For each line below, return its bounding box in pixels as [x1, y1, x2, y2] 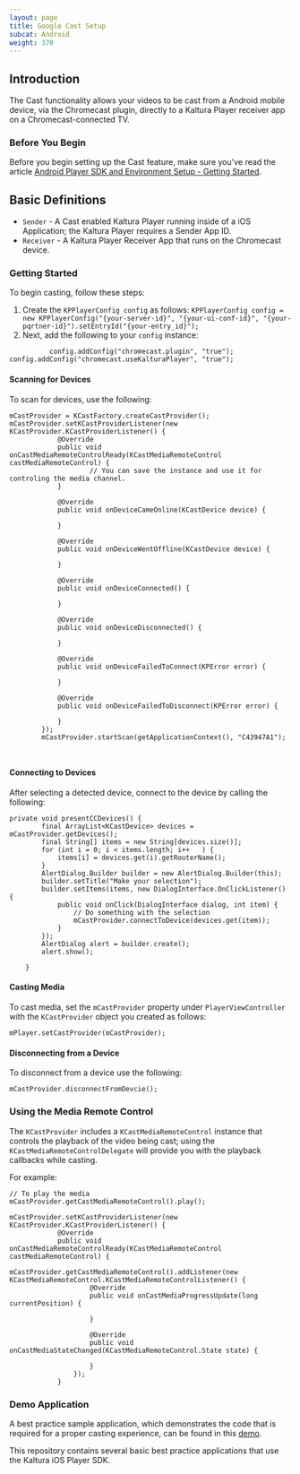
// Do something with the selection [73, 908, 210, 917]
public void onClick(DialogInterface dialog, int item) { [56, 900, 279, 909]
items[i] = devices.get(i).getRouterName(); [56, 853, 227, 862]
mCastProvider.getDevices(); [9, 830, 118, 839]
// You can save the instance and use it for [89, 466, 262, 475]
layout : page [9, 13, 58, 22]
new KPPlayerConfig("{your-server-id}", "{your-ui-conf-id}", [21, 315, 260, 323]
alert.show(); [41, 947, 94, 956]
